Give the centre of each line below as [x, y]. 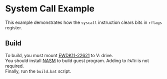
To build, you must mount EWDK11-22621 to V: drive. [59, 55]
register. [14, 27]
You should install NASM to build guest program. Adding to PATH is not [77, 61]
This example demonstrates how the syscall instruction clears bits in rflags [84, 22]
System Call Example [50, 9]
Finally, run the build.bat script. [38, 71]
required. [14, 66]
